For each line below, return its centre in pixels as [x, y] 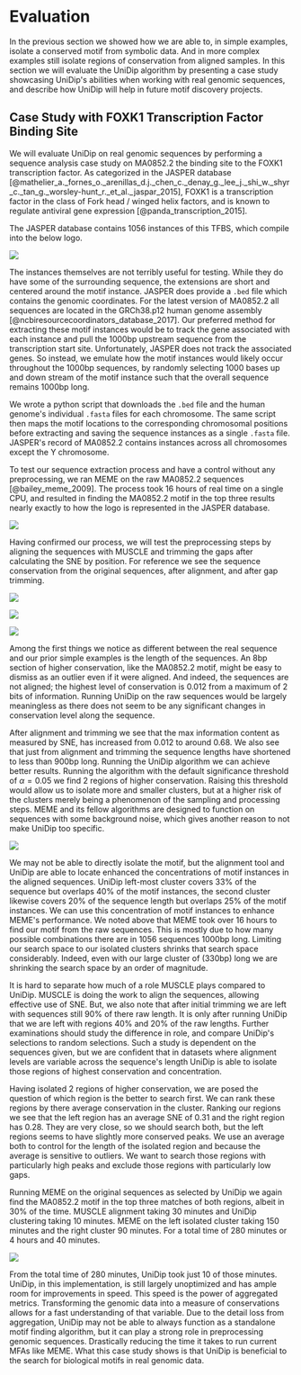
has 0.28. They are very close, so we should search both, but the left [137, 1127]
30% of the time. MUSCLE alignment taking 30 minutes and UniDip [133, 1211]
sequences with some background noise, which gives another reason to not [150, 818]
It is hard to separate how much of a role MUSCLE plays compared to [137, 985]
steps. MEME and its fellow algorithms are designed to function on [132, 809]
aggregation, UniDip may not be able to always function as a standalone [142, 1322]
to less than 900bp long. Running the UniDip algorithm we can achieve [140, 761]
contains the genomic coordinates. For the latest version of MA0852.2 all [144, 301]
